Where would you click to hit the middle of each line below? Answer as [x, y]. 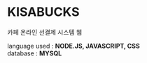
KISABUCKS [43, 12]
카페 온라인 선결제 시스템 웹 [45, 32]
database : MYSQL [35, 53]
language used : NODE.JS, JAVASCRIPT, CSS [73, 46]
